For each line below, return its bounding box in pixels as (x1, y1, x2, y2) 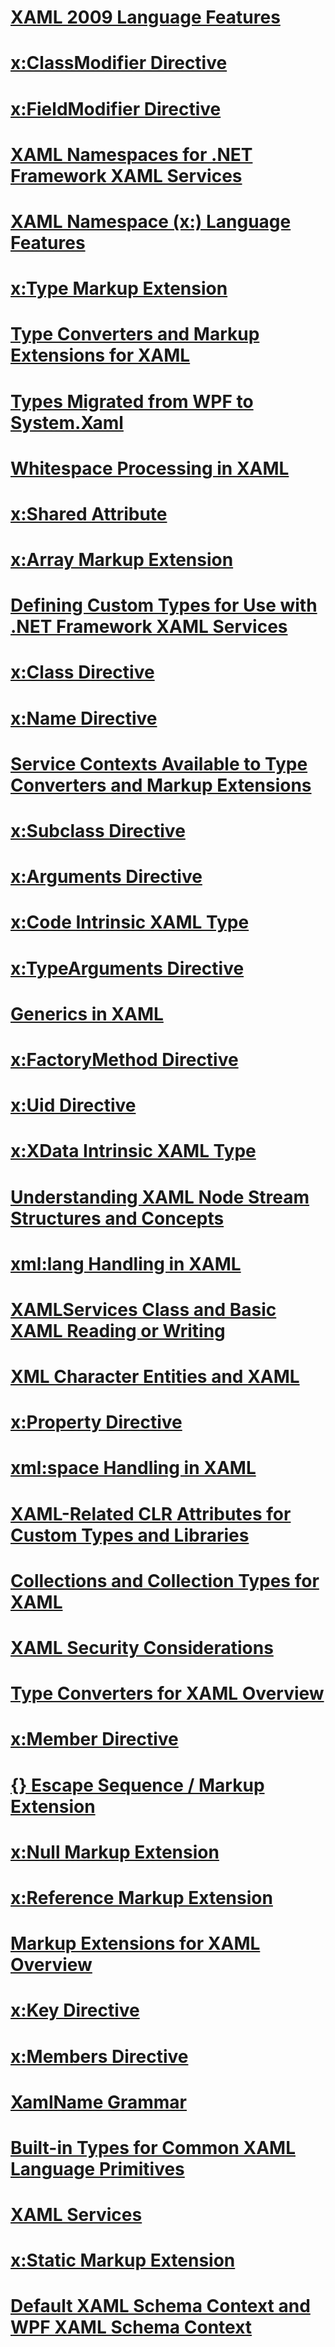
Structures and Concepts (10, 1207, 225, 1230)
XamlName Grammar (10, 2091, 187, 2113)
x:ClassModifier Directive (10, 52, 228, 75)
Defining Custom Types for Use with (10, 594, 318, 617)
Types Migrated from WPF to (10, 390, 254, 413)
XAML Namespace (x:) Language (10, 210, 292, 233)
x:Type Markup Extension (10, 277, 228, 300)
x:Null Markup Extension (10, 1841, 220, 1863)
